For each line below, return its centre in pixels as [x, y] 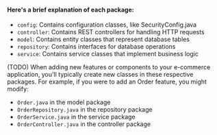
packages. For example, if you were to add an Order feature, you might [107, 82]
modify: [18, 89]
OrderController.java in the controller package [84, 124]
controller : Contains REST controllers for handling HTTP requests [111, 32]
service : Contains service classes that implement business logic [107, 54]
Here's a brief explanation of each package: [71, 10]
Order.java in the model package [64, 102]
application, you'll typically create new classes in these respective [100, 75]
